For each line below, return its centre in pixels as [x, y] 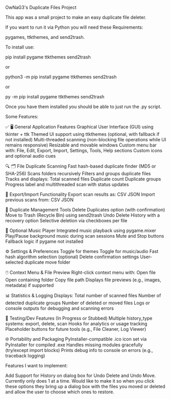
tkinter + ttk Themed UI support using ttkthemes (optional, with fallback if [82, 134]
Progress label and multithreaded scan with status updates [67, 184]
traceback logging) [25, 356]
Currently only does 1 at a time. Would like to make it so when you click [80, 381]
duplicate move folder [47, 262]
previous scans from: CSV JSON [40, 200]
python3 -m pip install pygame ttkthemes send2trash [61, 77]
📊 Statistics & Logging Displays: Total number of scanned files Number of [83, 296]
